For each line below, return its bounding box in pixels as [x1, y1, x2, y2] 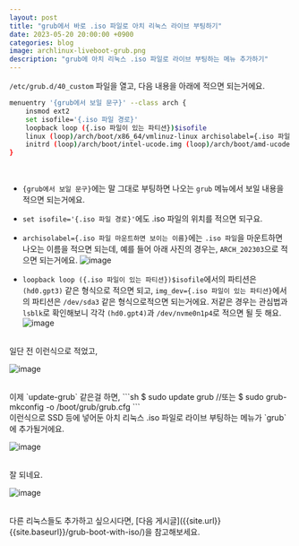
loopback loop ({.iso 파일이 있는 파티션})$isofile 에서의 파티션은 [21, 274, 257, 285]
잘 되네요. [9, 470, 43, 481]
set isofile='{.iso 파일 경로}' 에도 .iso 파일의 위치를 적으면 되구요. [21, 213, 263, 224]
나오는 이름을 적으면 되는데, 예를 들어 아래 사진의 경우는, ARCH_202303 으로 [21, 244, 279, 255]
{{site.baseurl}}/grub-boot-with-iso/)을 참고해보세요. [9, 526, 201, 538]
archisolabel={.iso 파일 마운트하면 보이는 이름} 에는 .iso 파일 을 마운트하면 [21, 232, 284, 243]
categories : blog [9, 38, 74, 48]
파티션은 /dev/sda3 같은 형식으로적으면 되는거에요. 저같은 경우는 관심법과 [31, 297, 288, 308]
